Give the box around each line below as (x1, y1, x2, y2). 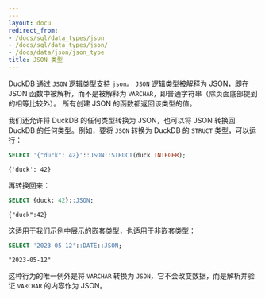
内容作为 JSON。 (50, 281, 107, 290)
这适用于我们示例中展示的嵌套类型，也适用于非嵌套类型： (8, 226, 196, 235)
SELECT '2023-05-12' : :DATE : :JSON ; (8, 242, 123, 250)
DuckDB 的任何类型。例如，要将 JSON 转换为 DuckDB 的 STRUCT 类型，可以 (8, 125, 250, 135)
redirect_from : (8, 26, 59, 34)
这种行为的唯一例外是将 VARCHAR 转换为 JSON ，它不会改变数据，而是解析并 (8, 271, 248, 281)
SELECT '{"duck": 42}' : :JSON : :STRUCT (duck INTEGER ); (8, 151, 186, 159)
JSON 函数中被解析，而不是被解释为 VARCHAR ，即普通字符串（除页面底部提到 (8, 88, 258, 98)
